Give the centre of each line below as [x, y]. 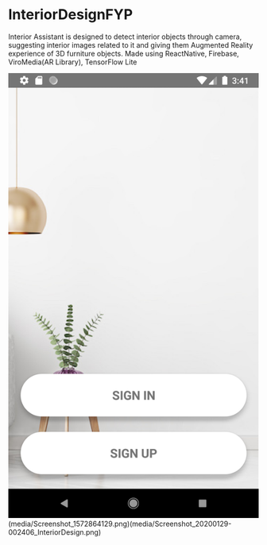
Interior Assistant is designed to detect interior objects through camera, [125, 37]
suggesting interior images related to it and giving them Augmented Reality [131, 44]
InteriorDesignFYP [71, 15]
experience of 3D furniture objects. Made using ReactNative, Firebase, [124, 53]
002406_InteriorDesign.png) [55, 532]
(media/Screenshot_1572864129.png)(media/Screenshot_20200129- [120, 524]
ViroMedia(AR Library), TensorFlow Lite [73, 62]
